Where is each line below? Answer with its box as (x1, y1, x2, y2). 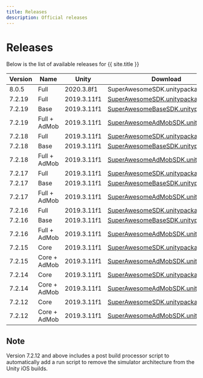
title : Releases (6, 8, 47, 15)
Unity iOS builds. (6, 365, 48, 373)
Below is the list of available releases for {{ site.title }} (6, 61, 140, 68)
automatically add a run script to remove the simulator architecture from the (6, 359, 195, 366)
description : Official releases (6, 15, 88, 21)
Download (151, 75, 181, 84)
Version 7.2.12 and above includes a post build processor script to (6, 352, 170, 359)
